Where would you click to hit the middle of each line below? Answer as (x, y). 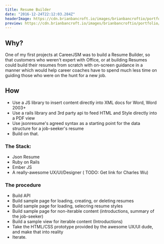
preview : (14, 23)
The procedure (23, 185)
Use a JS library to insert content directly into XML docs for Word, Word (84, 102)
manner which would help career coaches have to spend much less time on (81, 70)
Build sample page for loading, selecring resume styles (67, 206)
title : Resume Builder (28, 10)
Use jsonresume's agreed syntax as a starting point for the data (76, 123)
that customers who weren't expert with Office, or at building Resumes (76, 60)
